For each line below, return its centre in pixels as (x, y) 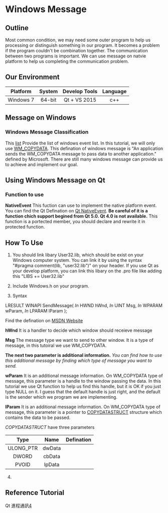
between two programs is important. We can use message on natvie (76, 56)
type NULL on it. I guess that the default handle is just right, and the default (83, 392)
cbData (52, 456)
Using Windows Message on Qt (55, 180)
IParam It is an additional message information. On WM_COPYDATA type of (83, 407)
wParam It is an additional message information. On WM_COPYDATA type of (84, 376)
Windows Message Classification (47, 132)
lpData (52, 464)
